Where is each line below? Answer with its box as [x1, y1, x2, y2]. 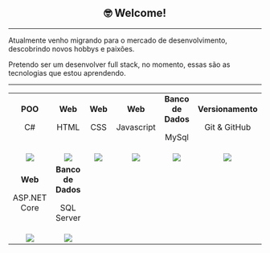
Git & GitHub [204, 122, 252, 133]
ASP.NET [12, 193, 47, 204]
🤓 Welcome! [103, 6, 167, 20]
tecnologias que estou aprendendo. [8, 68, 126, 77]
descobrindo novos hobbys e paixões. [8, 44, 135, 53]
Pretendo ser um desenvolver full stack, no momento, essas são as [8, 60, 231, 69]
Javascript [116, 122, 157, 133]
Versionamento [197, 104, 258, 115]
